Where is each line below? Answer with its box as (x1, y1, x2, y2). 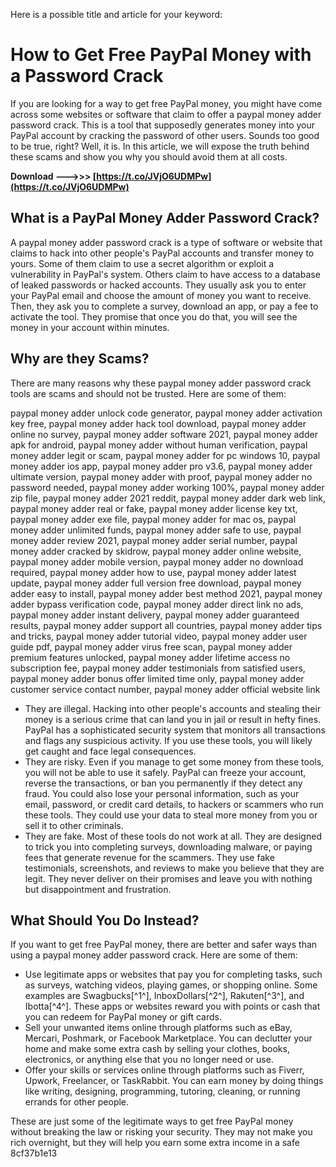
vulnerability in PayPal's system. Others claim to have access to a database (10, 268, 321, 280)
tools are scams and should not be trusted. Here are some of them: (10, 387, 287, 399)
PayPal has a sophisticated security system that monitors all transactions (24, 724, 326, 736)
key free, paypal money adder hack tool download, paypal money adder (10, 417, 307, 429)
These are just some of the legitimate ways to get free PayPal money (10, 1115, 294, 1128)
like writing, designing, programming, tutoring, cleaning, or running (24, 1085, 301, 1098)
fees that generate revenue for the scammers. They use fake (24, 851, 275, 863)
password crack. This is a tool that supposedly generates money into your (10, 119, 316, 131)
